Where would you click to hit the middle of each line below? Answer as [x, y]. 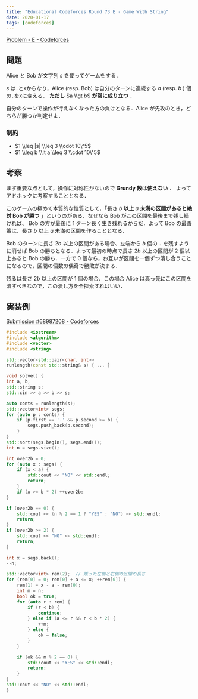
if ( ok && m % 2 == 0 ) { [48, 657]
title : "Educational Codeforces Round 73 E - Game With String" [87, 12]
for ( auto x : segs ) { [34, 464]
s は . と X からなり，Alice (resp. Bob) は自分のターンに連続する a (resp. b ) [96, 88]
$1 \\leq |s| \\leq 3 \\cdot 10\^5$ [53, 146]
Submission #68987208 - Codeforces [53, 321]
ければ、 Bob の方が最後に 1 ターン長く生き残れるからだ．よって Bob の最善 [99, 223]
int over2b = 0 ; [26, 458]
